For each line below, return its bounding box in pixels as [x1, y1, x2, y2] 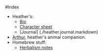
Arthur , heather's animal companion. [12, 34, 86, 40]
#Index [5, 4, 19, 10]
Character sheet [19, 24, 52, 30]
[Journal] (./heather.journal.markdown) [19, 29, 99, 35]
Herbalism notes [19, 45, 53, 50]
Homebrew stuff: [12, 39, 47, 45]
